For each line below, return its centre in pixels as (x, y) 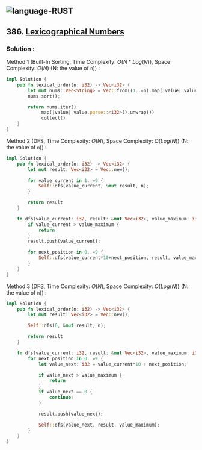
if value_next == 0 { (66, 392)
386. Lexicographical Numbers (66, 32)
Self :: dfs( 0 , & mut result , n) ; (67, 326)
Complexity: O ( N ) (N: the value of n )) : (53, 68)
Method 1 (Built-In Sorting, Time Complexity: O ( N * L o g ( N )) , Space (88, 62)
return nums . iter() (52, 107)
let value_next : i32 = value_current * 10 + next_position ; (112, 364)
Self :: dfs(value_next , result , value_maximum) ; (99, 425)
